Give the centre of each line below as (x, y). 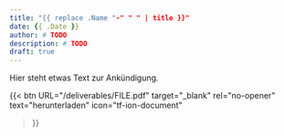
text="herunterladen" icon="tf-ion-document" (96, 105)
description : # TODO (49, 43)
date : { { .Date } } (44, 26)
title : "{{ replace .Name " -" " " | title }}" (100, 18)
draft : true (32, 52)
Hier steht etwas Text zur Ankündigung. (84, 78)
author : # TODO (38, 35)
